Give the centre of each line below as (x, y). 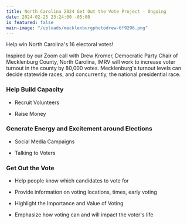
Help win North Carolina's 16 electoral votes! (60, 44)
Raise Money (30, 113)
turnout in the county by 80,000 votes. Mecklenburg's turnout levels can (94, 68)
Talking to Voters (35, 153)
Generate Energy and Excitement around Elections (79, 129)
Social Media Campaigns (45, 142)
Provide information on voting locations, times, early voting (86, 192)
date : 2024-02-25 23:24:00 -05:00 (48, 17)
